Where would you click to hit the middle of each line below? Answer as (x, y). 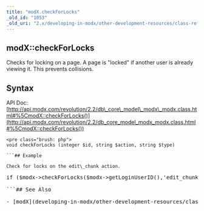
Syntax (20, 88)
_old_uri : (19, 23)
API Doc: (17, 103)
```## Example (24, 156)
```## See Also (29, 189)
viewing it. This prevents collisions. (50, 69)
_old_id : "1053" (27, 18)
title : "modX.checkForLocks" (43, 12)
